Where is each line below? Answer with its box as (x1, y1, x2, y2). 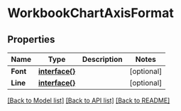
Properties (7, 33, 55, 46)
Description (82, 55, 123, 64)
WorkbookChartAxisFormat (7, 5, 174, 21)
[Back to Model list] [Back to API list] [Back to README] (7, 96, 170, 105)
